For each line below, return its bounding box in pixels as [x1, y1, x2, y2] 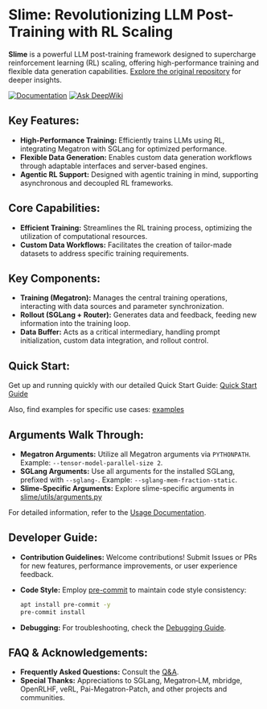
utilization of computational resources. [19, 231, 148, 241]
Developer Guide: [8, 531, 98, 545]
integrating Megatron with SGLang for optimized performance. [19, 143, 228, 154]
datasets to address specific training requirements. [19, 248, 189, 258]
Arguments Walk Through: [8, 428, 145, 442]
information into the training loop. [19, 319, 131, 328]
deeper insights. [8, 75, 63, 85]
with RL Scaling [68, 23, 174, 41]
